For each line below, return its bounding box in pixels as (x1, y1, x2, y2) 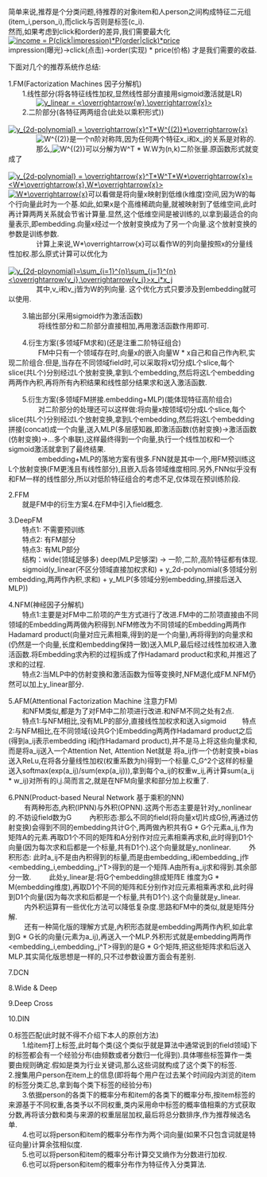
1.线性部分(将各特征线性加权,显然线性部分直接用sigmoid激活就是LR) (22, 89, 242, 98)
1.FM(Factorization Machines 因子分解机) (8, 79, 142, 88)
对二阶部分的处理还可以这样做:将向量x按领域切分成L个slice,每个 (37, 405, 246, 414)
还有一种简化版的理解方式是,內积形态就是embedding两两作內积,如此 (23, 922, 246, 931)
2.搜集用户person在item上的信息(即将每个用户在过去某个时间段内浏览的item (8, 1070, 257, 1079)
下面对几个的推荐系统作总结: (8, 62, 102, 72)
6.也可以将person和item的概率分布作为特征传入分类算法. (22, 1160, 207, 1169)
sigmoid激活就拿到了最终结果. (8, 445, 106, 453)
